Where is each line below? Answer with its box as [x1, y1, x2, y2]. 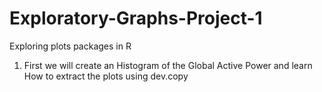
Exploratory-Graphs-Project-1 [9, 7, 263, 30]
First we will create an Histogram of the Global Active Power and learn [23, 59, 313, 71]
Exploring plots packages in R [9, 40, 132, 52]
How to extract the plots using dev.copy [23, 70, 189, 82]
